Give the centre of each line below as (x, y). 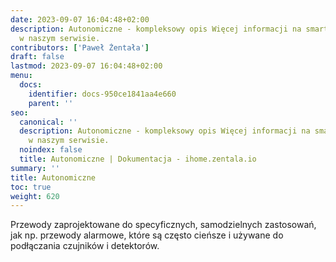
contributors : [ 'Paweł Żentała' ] (80, 47)
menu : (21, 76)
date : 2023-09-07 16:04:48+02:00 (80, 19)
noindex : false (51, 150)
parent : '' (51, 103)
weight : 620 (35, 196)
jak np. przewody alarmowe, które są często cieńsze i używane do (147, 235)
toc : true (31, 187)
